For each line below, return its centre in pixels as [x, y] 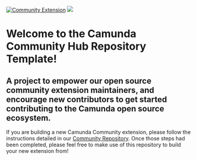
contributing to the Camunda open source [85, 109]
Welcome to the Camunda [71, 34]
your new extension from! [37, 151]
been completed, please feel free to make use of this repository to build [93, 145]
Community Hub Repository [76, 47]
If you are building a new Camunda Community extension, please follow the [99, 132]
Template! [32, 59]
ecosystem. [29, 118]
